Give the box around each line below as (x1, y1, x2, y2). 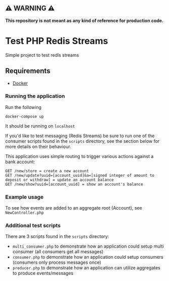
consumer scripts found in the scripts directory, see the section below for (5, 138, 160, 144)
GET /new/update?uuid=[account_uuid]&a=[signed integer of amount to (5, 173, 155, 178)
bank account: (5, 158, 35, 165)
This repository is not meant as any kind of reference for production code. (5, 17, 164, 23)
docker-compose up (5, 114, 44, 119)
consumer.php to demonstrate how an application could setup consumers (12, 254, 163, 260)
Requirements (5, 67, 50, 75)
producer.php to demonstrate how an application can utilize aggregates (12, 265, 160, 271)
